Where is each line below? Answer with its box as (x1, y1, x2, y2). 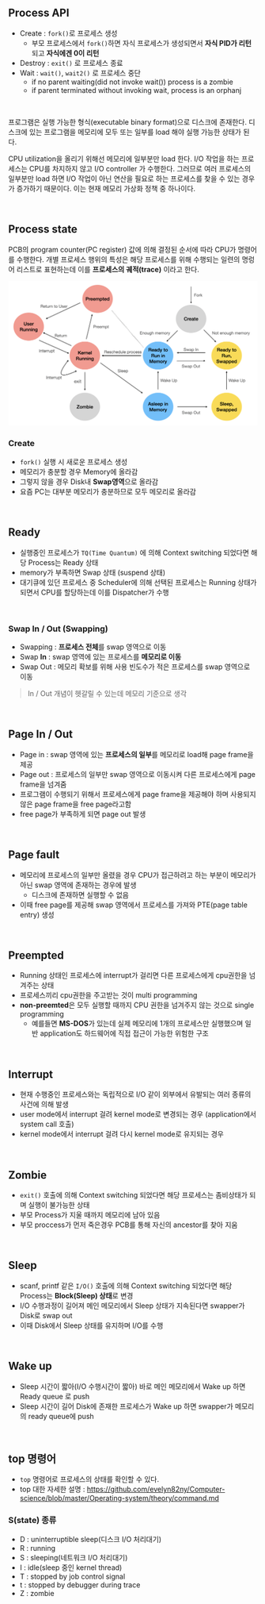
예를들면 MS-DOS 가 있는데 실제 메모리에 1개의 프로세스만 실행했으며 (31, 1019, 244, 1029)
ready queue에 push (28, 1411, 95, 1421)
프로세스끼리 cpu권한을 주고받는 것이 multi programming (19, 990, 198, 1000)
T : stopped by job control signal (19, 1571, 126, 1581)
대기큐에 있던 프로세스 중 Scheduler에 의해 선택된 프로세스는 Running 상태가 (19, 577, 257, 587)
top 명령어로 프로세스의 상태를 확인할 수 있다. (19, 1475, 160, 1484)
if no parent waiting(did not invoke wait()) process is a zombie (31, 77, 233, 87)
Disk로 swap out (19, 1310, 73, 1320)
